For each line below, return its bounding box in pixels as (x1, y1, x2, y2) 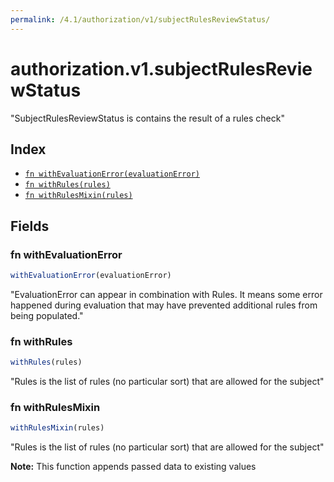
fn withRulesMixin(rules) (24, 191, 133, 201)
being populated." (10, 309, 84, 321)
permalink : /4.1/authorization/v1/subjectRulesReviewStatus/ (10, 14, 271, 25)
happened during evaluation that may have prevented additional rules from (10, 299, 318, 311)
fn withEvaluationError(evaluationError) (24, 169, 200, 180)
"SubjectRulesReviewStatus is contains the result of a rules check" (10, 112, 285, 124)
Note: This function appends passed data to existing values (10, 461, 257, 473)
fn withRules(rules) (24, 180, 111, 190)
